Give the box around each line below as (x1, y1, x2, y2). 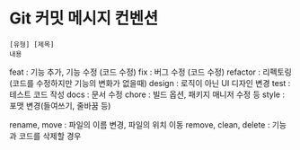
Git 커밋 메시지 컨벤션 (9, 8, 159, 29)
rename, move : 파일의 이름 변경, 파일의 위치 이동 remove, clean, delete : (9, 119, 270, 130)
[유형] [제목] (9, 40, 55, 49)
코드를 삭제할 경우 (18, 130, 82, 141)
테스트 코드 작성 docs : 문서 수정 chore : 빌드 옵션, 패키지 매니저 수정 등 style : (9, 89, 286, 100)
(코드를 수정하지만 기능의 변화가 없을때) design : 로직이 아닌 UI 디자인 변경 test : (9, 77, 291, 88)
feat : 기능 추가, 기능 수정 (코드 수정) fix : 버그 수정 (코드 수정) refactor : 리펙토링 (9, 66, 292, 77)
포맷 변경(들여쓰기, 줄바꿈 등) (9, 100, 111, 110)
